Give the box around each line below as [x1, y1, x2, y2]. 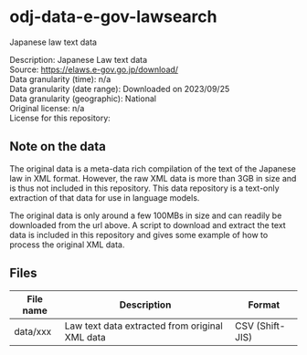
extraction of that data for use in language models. [9, 192, 200, 203]
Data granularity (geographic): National [9, 93, 157, 104]
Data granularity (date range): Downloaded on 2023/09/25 [9, 83, 230, 94]
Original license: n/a [9, 102, 85, 113]
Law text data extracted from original [64, 319, 224, 332]
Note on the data [9, 139, 107, 154]
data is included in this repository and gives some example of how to [9, 229, 269, 240]
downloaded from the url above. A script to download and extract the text [9, 219, 286, 230]
